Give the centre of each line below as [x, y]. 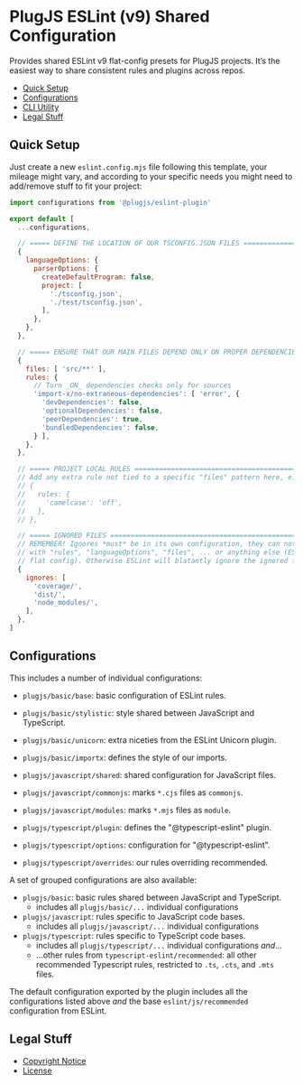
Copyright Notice [54, 1061]
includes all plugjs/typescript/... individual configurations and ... [159, 945]
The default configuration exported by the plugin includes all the [129, 991]
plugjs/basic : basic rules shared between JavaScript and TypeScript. [152, 897]
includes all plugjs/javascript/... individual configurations [147, 926]
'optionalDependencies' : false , [103, 411]
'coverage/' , [58, 586]
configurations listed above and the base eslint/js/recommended [129, 1001]
